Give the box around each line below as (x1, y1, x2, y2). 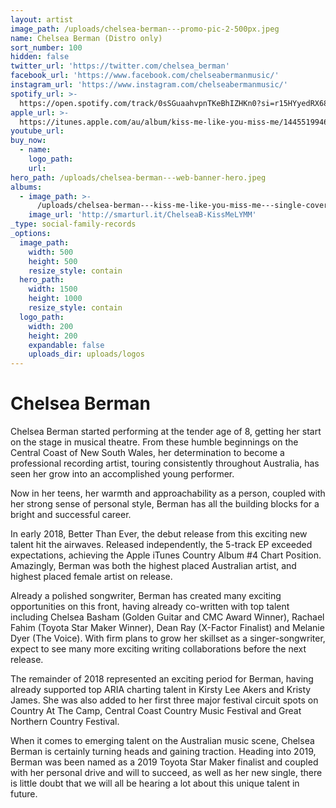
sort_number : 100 (10, 42, 83, 53)
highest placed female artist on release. (10, 571, 173, 583)
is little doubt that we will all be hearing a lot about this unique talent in (10, 777, 300, 790)
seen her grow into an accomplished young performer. (10, 468, 235, 480)
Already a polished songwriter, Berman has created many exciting (10, 590, 282, 602)
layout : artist (10, 14, 74, 25)
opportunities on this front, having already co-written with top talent (10, 601, 290, 613)
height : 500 (28, 256, 78, 266)
